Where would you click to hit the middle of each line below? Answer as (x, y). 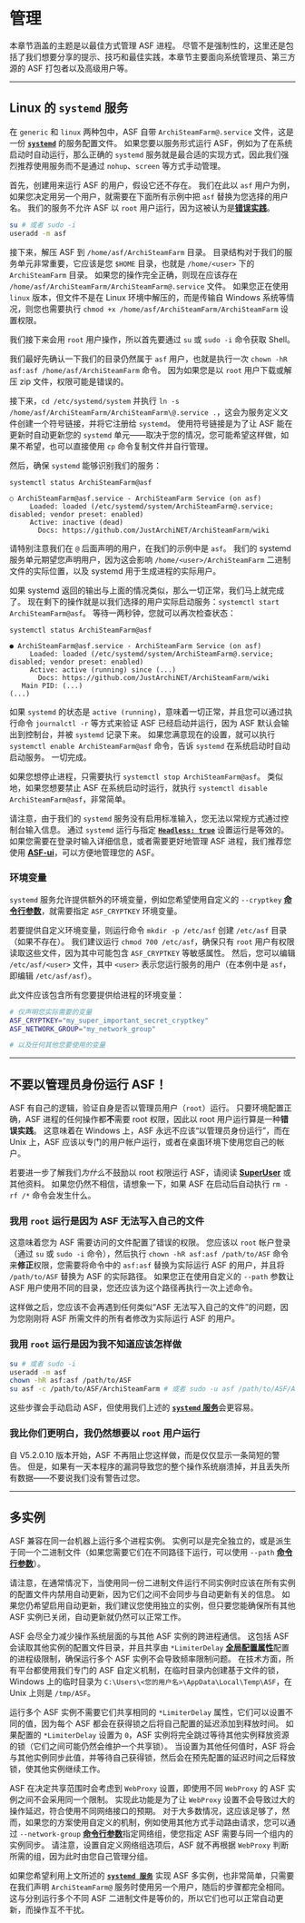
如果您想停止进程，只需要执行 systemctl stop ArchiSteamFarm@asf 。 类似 (147, 776)
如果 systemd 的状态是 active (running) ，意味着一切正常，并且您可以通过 (147, 711)
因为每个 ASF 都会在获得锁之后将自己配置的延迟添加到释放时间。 (162, 1724)
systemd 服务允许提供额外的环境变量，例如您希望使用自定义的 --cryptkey (146, 899)
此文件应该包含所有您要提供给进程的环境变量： (97, 994)
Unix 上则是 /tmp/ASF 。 (52, 1693)
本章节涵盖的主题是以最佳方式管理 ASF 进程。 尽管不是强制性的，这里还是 (148, 45)
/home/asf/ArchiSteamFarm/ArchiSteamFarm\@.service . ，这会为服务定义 (145, 412)
